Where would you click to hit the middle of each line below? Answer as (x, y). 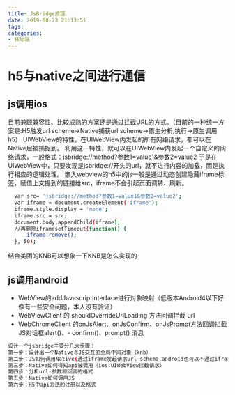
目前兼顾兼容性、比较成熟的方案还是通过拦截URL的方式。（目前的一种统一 (113, 122)
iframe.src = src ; (41, 216)
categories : (25, 33)
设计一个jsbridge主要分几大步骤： (52, 346)
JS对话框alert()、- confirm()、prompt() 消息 (81, 332)
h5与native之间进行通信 (77, 76)
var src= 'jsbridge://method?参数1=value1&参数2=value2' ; (98, 196)
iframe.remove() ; (52, 235)
